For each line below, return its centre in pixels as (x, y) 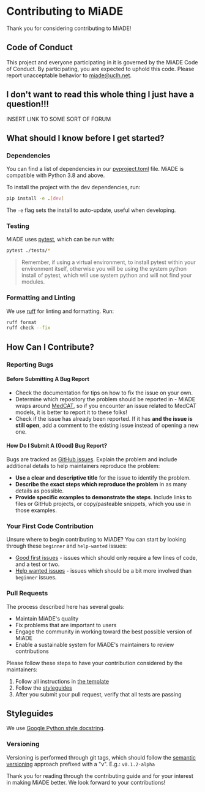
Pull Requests (27, 594)
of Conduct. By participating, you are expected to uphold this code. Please (100, 69)
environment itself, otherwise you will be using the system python (104, 269)
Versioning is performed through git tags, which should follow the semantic (101, 757)
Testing (18, 226)
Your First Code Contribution (50, 526)
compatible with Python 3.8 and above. (56, 175)
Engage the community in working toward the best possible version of (103, 632)
